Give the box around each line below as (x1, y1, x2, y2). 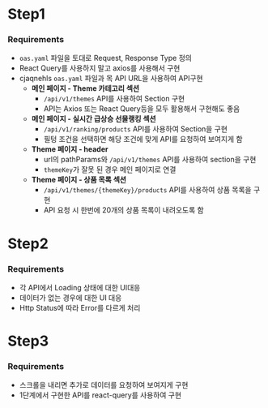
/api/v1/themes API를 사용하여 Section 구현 (43, 94, 185, 104)
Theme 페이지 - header (31, 144, 108, 154)
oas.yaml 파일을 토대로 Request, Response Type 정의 (19, 54, 192, 63)
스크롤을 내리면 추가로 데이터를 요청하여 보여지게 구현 (19, 380, 189, 390)
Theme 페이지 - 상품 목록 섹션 (31, 175, 127, 185)
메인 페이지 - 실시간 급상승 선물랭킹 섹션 (31, 114, 156, 124)
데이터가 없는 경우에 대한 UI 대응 (19, 293, 122, 303)
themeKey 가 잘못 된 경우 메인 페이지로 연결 (43, 165, 177, 174)
